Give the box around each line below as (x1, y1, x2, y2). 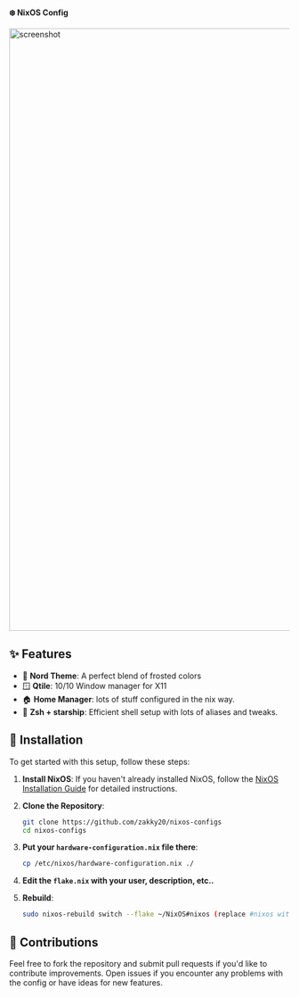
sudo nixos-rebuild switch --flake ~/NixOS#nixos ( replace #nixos (21, 910, 274, 919)
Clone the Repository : (21, 800, 105, 810)
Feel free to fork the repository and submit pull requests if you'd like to (9, 958, 268, 968)
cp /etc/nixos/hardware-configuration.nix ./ (21, 860, 194, 868)
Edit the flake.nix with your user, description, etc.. (21, 876, 214, 886)
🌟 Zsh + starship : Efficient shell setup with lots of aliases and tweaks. (21, 706, 279, 717)
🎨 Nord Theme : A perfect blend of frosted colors (21, 670, 202, 681)
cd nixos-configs (21, 826, 87, 835)
